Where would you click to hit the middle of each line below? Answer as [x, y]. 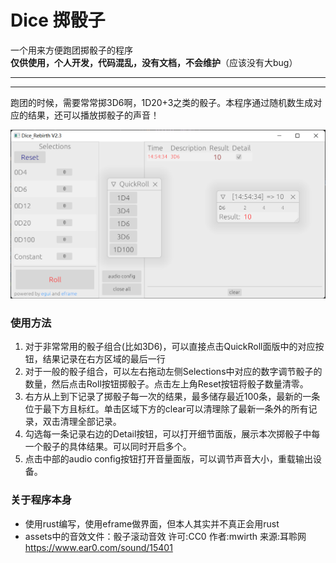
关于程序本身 [41, 500]
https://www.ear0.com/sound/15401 [98, 547]
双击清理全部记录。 [82, 422]
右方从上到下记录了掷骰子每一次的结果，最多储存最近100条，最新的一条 [172, 397]
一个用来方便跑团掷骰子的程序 [71, 50]
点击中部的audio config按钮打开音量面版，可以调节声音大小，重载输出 [169, 459]
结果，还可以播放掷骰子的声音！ [93, 115]
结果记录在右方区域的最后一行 [104, 359]
